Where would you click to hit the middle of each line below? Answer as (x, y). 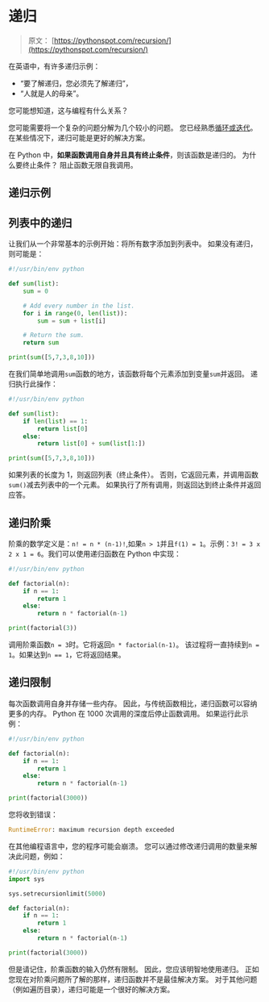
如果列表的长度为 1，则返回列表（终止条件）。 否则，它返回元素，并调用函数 (134, 475)
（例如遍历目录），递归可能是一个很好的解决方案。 (91, 989)
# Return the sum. (54, 336)
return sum (41, 343)
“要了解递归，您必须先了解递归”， (76, 83)
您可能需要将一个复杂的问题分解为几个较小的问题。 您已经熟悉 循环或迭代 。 (133, 127)
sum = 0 (35, 291)
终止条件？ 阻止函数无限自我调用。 (80, 165)
